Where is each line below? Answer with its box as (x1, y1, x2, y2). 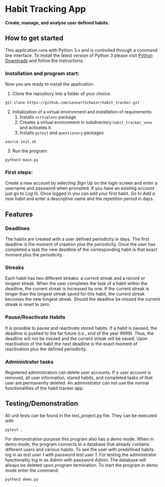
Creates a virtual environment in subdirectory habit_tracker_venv (19, 119, 153, 125)
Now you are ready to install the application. (5, 81, 95, 87)
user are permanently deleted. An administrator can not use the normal (5, 380, 149, 385)
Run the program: (12, 148, 48, 154)
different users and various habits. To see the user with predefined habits (5, 446, 154, 452)
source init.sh (5, 139, 36, 144)
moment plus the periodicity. (5, 252, 63, 258)
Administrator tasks (5, 358, 54, 365)
